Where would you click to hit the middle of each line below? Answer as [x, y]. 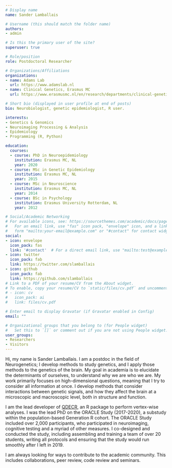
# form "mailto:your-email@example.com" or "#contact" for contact [81, 231]
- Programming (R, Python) [34, 137]
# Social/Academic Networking [38, 217]
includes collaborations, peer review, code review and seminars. [73, 460]
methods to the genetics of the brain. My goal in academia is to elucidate [82, 370]
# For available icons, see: [36, 222]
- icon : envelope [24, 241]
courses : [19, 151]
